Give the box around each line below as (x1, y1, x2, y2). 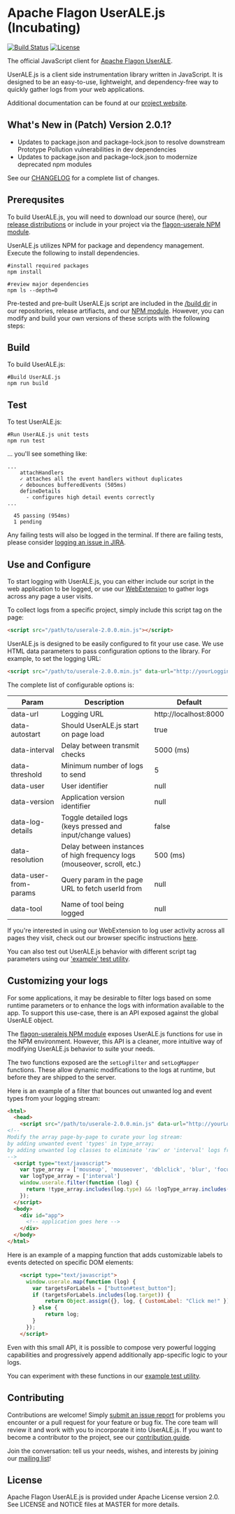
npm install (7, 268, 42, 275)
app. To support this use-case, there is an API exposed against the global (7, 1008, 219, 1017)
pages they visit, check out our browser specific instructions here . (7, 933, 198, 942)
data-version (10, 796, 55, 806)
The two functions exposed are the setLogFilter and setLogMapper (7, 1058, 199, 1066)
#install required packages (7, 262, 90, 269)
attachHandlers (20, 469, 64, 476)
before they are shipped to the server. (7, 1073, 117, 1081)
